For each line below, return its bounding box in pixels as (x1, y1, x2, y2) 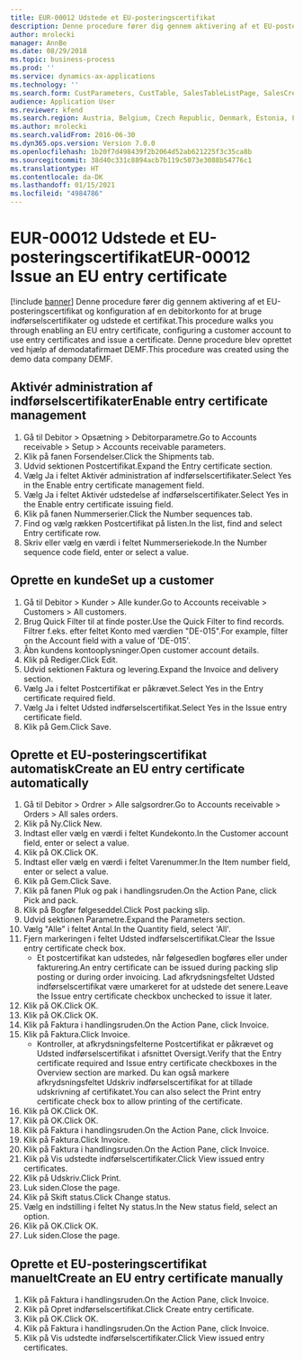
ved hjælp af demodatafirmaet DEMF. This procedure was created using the (10, 343, 290, 354)
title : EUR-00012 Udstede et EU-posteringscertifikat (10, 13, 217, 23)
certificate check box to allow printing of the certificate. (36, 1096, 244, 1107)
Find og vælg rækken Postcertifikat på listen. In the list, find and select (22, 517, 282, 528)
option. (22, 1211, 50, 1222)
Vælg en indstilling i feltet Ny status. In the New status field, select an (22, 1201, 278, 1212)
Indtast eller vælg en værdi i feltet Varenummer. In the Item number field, (22, 857, 290, 868)
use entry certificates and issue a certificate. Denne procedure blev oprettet (10, 334, 292, 345)
